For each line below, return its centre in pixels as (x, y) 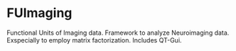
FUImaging (39, 13)
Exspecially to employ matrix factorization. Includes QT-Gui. (94, 40)
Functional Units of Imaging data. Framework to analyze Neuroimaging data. (118, 33)
